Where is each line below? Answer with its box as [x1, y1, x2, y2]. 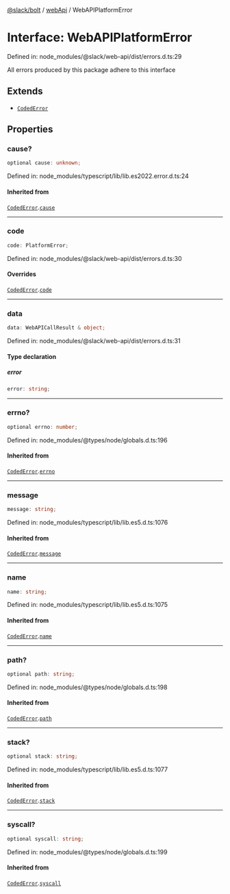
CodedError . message [7, 549, 62, 558]
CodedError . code [7, 285, 53, 293]
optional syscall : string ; [7, 835, 84, 842]
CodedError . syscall [7, 878, 62, 886]
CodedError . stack [7, 796, 55, 804]
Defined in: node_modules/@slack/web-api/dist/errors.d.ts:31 [7, 337, 181, 345]
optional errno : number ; [7, 423, 78, 430]
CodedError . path [7, 714, 53, 722]
